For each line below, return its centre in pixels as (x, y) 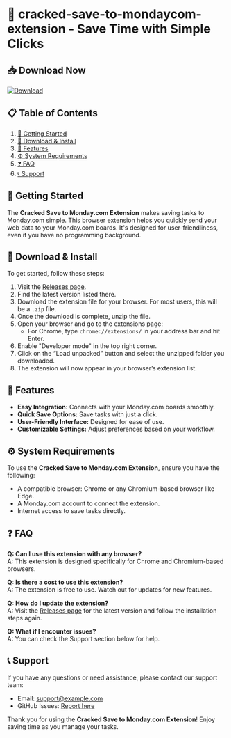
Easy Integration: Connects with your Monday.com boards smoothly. (116, 407)
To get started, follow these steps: (56, 274)
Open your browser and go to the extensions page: (90, 324)
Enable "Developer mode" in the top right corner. (87, 346)
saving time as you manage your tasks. (63, 726)
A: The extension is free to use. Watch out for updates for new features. (110, 589)
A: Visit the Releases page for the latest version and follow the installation (112, 610)
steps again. (25, 618)
